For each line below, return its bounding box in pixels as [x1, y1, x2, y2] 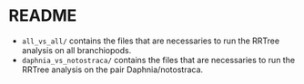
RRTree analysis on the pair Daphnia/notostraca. [21, 64, 204, 75]
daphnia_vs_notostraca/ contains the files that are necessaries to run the [21, 54, 296, 65]
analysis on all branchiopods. [21, 44, 132, 55]
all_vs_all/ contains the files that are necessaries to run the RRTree [21, 35, 279, 46]
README [8, 5, 77, 26]
